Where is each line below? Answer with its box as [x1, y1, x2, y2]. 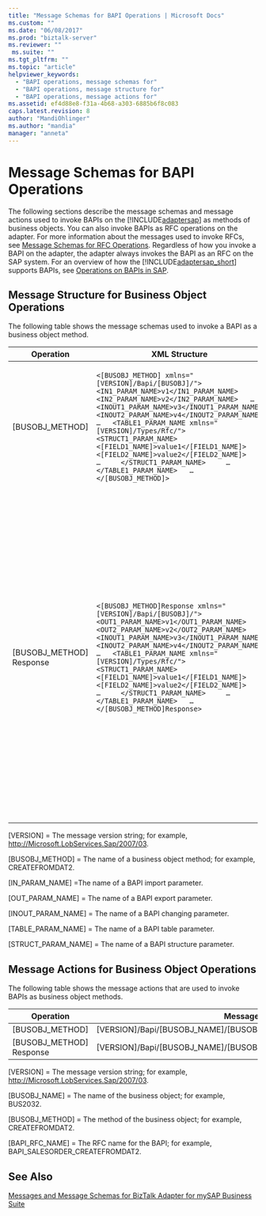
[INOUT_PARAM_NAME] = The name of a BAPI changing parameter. [8, 909, 230, 918]
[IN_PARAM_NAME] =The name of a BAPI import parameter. [8, 878, 203, 887]
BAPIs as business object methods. [8, 992, 123, 1001]
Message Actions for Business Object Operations [8, 963, 257, 976]
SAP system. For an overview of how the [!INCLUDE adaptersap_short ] [8, 256, 237, 266]
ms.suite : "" [11, 48, 55, 56]
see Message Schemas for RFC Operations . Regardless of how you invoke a [8, 240, 256, 249]
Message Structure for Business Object [8, 288, 207, 302]
